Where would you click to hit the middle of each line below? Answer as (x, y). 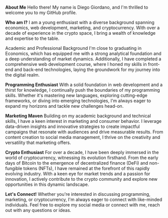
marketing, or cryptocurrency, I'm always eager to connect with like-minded (84, 199)
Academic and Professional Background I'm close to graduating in (73, 48)
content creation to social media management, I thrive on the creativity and (83, 137)
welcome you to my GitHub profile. (41, 13)
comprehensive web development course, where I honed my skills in (76, 64)
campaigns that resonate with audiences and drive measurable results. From (84, 132)
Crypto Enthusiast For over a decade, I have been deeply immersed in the (82, 152)
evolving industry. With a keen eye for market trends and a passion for (78, 174)
